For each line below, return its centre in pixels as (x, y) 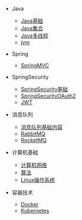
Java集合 (32, 28)
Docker (29, 204)
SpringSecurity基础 (44, 89)
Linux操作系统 (38, 180)
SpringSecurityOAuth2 (48, 96)
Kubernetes (35, 211)
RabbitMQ (33, 134)
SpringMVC (35, 65)
